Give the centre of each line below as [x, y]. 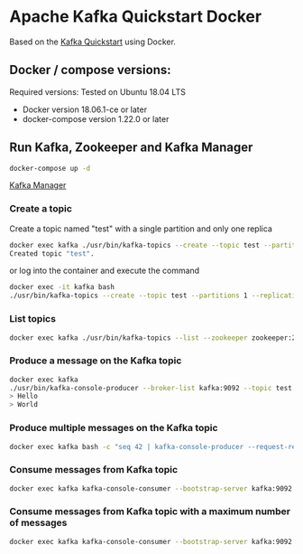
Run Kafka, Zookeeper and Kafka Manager [131, 148]
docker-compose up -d [50, 168]
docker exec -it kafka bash [62, 287]
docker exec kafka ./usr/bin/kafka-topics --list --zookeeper [129, 338]
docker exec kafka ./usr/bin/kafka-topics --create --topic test [134, 245]
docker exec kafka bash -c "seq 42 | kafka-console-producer [127, 446]
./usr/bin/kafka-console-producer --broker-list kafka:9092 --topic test [151, 388]
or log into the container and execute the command [105, 271]
